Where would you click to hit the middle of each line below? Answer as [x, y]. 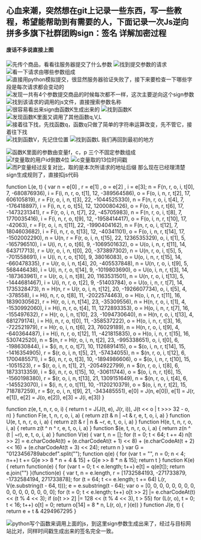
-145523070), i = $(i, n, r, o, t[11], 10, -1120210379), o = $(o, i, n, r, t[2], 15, [97, 384]
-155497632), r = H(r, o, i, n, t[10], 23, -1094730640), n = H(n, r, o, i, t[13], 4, [100, 314]
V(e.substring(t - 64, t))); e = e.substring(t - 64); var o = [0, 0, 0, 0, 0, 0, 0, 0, [101, 485]
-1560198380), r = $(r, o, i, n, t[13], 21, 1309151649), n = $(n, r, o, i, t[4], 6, [97, 378]
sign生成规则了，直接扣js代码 [43, 174]
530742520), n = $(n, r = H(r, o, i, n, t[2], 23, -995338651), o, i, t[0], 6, [93, 340]
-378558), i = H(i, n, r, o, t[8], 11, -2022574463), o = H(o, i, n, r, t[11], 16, [94, 295]
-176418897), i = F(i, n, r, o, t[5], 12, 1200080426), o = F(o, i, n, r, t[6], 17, [95, 205]
